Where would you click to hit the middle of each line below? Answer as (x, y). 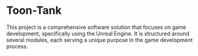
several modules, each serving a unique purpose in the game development (100, 40)
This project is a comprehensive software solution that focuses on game (96, 27)
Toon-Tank (34, 11)
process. (17, 46)
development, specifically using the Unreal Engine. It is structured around (98, 33)
